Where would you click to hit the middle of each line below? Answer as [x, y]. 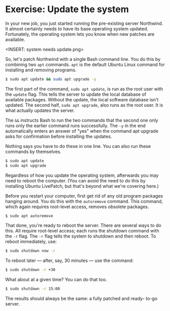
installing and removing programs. [41, 70]
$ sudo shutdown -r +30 [30, 270]
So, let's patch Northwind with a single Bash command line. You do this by [83, 59]
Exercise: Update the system [67, 9]
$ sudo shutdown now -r [30, 251]
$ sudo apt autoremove [29, 216]
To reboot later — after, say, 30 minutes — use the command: [70, 261]
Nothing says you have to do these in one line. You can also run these [78, 146]
